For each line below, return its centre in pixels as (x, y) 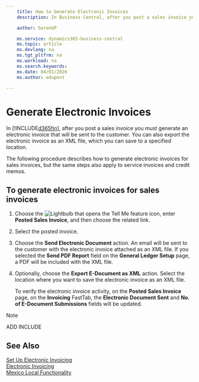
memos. (16, 171)
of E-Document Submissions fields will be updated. (78, 304)
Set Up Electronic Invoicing (39, 359)
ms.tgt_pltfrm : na (39, 55)
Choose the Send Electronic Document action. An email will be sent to (101, 243)
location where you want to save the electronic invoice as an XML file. (100, 280)
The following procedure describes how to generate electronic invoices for (97, 159)
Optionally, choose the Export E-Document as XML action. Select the (99, 273)
